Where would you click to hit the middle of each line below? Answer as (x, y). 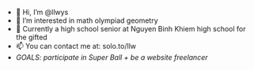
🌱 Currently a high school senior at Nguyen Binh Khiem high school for (131, 29)
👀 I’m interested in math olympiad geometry (87, 20)
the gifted (31, 37)
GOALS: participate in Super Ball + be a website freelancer (112, 57)
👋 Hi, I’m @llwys (42, 12)
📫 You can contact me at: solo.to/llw (76, 46)
